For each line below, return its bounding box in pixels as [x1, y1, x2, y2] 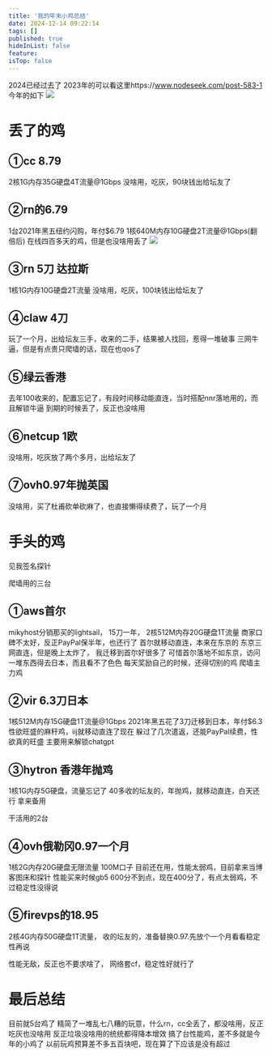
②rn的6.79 [8, 203, 69, 217]
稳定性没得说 [15, 882, 58, 892]
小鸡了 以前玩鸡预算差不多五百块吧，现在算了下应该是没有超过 [22, 1038, 231, 1049]
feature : [8, 49, 38, 57]
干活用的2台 [8, 813, 49, 823]
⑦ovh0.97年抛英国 [8, 479, 109, 492]
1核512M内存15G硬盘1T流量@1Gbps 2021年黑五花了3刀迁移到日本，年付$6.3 [8, 717, 263, 726]
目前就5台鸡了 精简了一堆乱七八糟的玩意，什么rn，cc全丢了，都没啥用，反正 [8, 1018, 264, 1028]
